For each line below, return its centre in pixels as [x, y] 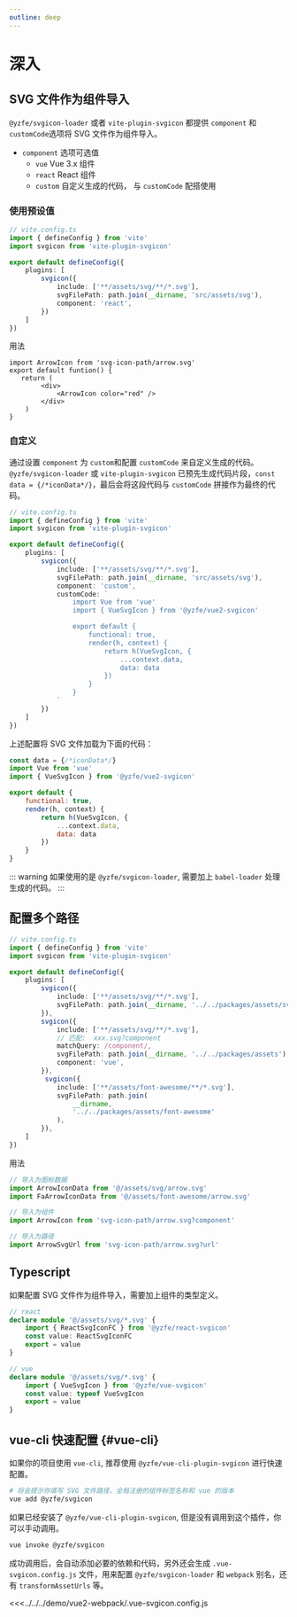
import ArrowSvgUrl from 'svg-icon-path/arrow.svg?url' [114, 1245]
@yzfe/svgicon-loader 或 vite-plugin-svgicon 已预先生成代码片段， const [142, 473]
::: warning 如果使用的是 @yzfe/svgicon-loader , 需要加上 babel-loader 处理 [145, 877]
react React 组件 [65, 175]
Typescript [40, 1273]
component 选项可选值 [61, 152]
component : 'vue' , [90, 1063]
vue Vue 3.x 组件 [65, 163]
